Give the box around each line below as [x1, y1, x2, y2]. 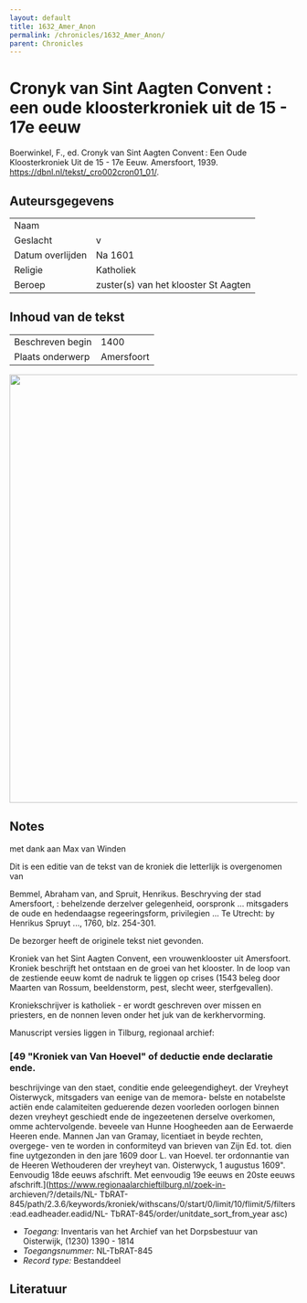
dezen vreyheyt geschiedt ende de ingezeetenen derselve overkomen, [9, 1111, 276, 1122]
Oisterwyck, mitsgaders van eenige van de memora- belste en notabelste [9, 1091, 286, 1102]
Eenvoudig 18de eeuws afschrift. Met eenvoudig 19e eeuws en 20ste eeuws [9, 1169, 295, 1180]
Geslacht [14, 234, 53, 247]
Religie [14, 264, 44, 276]
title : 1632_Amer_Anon [9, 22, 96, 31]
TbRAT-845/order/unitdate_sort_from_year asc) [110, 1208, 288, 1219]
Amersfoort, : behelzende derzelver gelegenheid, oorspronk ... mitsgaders [9, 897, 290, 909]
